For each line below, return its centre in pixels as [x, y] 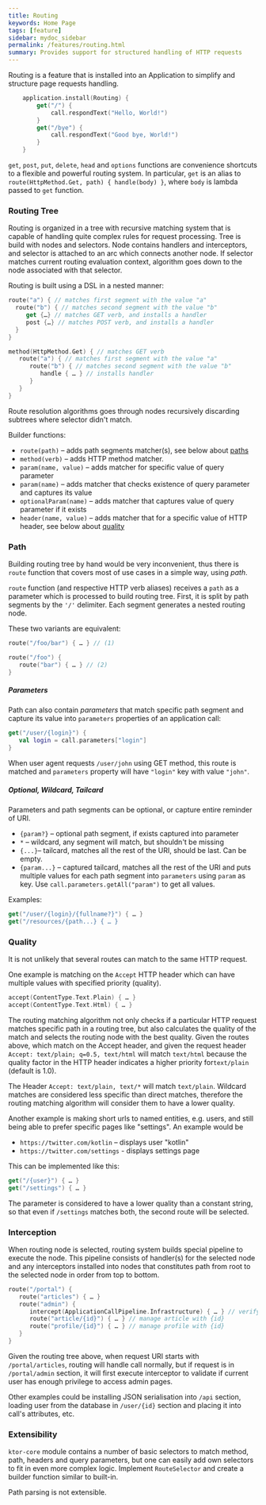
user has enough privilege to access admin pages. [90, 1381]
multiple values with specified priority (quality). [85, 983]
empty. [31, 859]
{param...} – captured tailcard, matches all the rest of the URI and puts [135, 867]
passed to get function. [46, 190]
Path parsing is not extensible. [57, 1492]
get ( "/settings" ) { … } [47, 1188]
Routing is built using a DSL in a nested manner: [86, 286]
